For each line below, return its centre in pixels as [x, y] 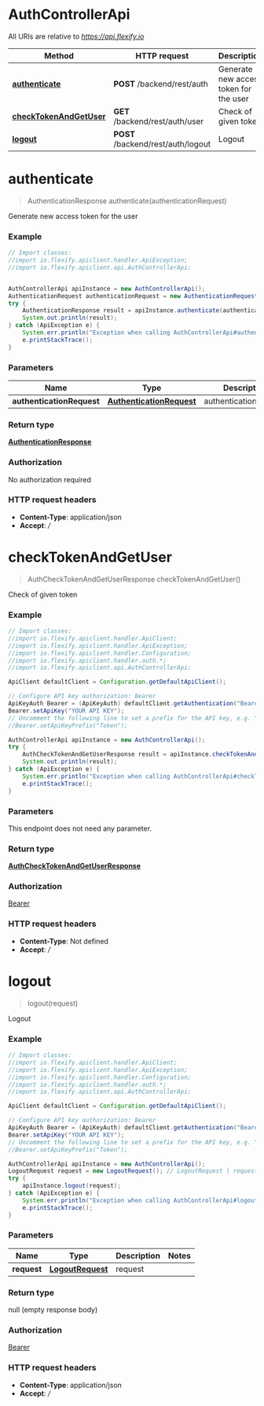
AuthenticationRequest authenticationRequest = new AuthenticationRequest [133, 296]
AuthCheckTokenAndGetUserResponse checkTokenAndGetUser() [134, 579]
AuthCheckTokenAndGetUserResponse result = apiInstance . [117, 754]
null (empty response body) [53, 1310]
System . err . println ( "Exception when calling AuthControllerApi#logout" [142, 1200]
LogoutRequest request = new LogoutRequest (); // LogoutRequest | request [133, 1171]
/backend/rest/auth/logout [162, 143]
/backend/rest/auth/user [159, 121]
